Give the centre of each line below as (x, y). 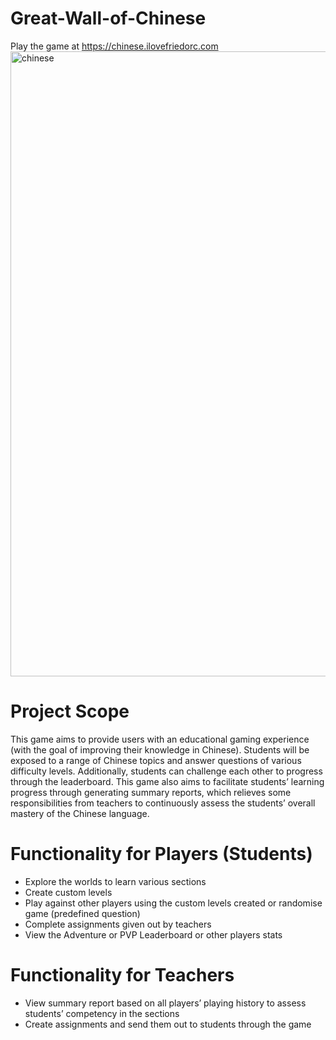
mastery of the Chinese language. (80, 813)
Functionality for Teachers (122, 975)
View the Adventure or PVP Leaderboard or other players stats (153, 934)
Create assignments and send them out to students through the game (168, 1024)
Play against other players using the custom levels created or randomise (173, 903)
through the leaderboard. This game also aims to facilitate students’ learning (167, 781)
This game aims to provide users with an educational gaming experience (160, 739)
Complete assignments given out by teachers (118, 924)
